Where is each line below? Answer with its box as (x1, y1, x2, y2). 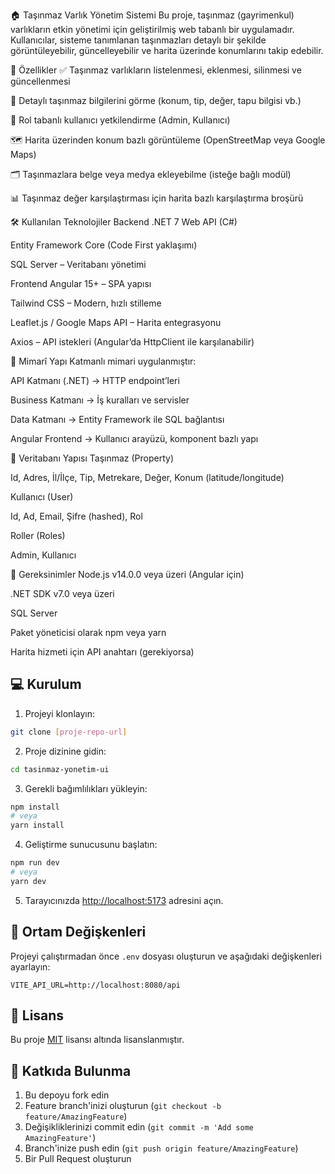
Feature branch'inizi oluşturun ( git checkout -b (24, 1100, 222, 1112)
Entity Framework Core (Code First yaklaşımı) (10, 239, 198, 251)
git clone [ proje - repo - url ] (10, 727, 128, 737)
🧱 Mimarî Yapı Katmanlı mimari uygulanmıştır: (10, 355, 197, 367)
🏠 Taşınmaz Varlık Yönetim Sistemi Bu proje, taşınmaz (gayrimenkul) (10, 9, 295, 21)
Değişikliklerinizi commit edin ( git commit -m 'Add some (24, 1121, 254, 1133)
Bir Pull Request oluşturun (24, 1153, 132, 1165)
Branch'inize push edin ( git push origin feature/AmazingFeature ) (24, 1142, 299, 1154)
